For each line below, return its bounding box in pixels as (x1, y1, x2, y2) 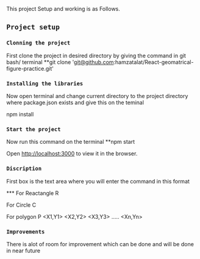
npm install (6, 110, 34, 118)
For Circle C (6, 201, 37, 208)
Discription (6, 165, 42, 172)
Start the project (6, 126, 61, 133)
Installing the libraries (6, 80, 84, 87)
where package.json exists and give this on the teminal (6, 99, 145, 106)
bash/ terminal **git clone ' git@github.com (6, 58, 114, 66)
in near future (6, 247, 41, 254)
